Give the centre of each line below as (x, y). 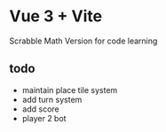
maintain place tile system (70, 89)
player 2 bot (44, 118)
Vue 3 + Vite (56, 16)
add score (40, 109)
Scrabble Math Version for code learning (83, 41)
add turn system (52, 99)
